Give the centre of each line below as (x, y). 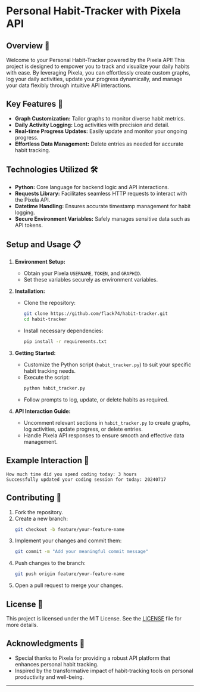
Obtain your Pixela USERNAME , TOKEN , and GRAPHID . (82, 273)
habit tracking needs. (50, 371)
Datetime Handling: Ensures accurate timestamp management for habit (103, 206)
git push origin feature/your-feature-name (70, 574)
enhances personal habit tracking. (57, 664)
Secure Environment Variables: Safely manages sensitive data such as (102, 218)
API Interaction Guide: (43, 411)
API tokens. (29, 225)
